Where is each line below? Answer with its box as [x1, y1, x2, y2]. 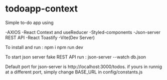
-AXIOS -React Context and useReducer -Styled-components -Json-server [5, 29, 160, 35]
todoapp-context [5, 3, 78, 14]
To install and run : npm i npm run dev [5, 44, 84, 50]
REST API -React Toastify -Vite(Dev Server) [5, 34, 95, 40]
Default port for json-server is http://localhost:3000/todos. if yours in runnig [5, 63, 162, 69]
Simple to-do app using [5, 19, 54, 25]
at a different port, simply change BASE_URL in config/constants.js [5, 68, 143, 75]
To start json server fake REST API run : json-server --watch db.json [5, 53, 146, 60]
